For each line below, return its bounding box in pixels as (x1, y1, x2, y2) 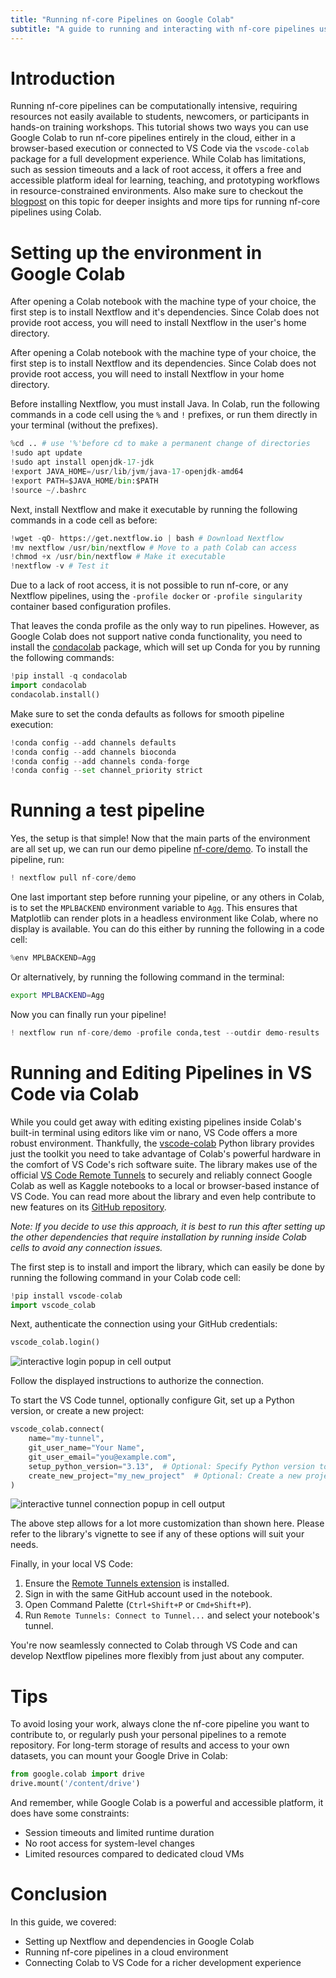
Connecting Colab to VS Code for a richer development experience (24, 1957, 302, 1968)
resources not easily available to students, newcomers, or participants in (10, 111, 310, 123)
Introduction (10, 67, 116, 90)
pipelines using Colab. (10, 206, 102, 218)
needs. (10, 1539, 39, 1551)
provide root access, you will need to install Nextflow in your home (10, 368, 285, 380)
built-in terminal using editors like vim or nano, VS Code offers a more (10, 1126, 298, 1138)
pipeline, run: (10, 854, 65, 866)
